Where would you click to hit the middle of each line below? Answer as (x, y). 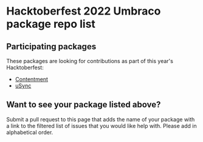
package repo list (51, 24)
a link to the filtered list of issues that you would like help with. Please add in (101, 126)
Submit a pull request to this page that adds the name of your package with (101, 119)
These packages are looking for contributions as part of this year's (90, 61)
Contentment (32, 79)
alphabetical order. (30, 132)
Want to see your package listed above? (84, 105)
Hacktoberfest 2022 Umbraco (84, 11)
